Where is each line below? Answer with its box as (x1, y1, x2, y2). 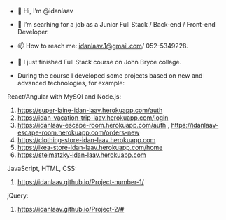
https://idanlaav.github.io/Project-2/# (17, 205, 125, 213)
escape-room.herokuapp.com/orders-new (17, 128, 140, 137)
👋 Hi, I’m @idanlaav (17, 7, 73, 15)
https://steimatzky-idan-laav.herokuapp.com (17, 151, 146, 159)
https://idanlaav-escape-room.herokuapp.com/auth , (17, 121, 170, 129)
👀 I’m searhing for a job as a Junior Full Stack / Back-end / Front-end (17, 20, 216, 28)
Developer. (17, 28, 49, 36)
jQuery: (7, 191, 29, 200)
